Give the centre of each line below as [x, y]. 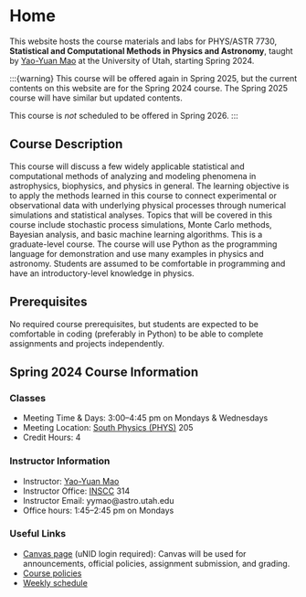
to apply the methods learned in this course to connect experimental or [143, 195]
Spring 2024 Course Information [104, 372]
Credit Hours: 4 [52, 437]
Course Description [66, 144]
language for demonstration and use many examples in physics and [137, 253]
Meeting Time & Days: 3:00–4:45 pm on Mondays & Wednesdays [145, 418]
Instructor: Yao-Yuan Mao [71, 481]
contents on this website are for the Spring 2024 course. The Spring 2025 [149, 88]
